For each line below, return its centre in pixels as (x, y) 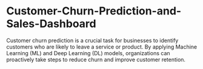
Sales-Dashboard (51, 24)
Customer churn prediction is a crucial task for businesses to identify (92, 40)
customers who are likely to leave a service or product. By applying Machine (102, 47)
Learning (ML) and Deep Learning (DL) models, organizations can (88, 53)
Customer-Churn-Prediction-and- (94, 11)
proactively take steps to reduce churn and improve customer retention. (96, 59)
